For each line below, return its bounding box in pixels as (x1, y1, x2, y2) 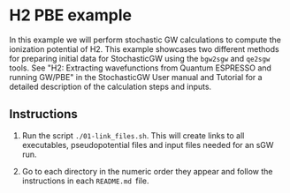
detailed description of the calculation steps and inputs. (9, 81, 212, 92)
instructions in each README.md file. (21, 175, 149, 186)
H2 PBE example (9, 5, 133, 26)
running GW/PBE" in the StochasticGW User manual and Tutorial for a (9, 71, 263, 82)
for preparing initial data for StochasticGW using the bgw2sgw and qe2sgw (9, 53, 271, 63)
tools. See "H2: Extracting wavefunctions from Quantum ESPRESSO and (9, 63, 272, 73)
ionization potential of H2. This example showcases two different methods (9, 43, 280, 54)
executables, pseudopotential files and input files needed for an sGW (21, 139, 274, 150)
